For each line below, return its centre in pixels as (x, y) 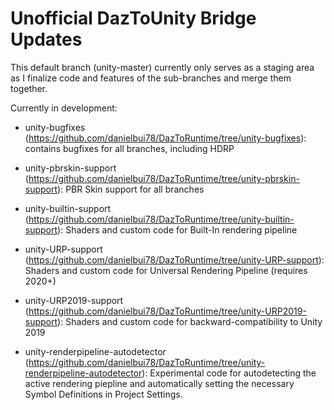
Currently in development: (64, 108)
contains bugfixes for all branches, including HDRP (129, 148)
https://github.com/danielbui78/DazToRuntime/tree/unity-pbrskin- (164, 178)
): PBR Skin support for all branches (131, 189)
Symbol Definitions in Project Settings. (103, 394)
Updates (46, 39)
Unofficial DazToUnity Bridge (133, 18)
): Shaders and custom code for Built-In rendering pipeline (177, 229)
